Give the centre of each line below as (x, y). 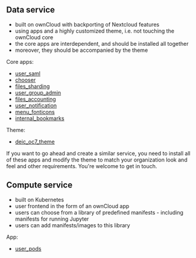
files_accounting (35, 99)
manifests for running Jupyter (52, 219)
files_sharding (32, 86)
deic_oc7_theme (35, 142)
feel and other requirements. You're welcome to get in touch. (82, 166)
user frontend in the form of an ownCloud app (72, 206)
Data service (31, 10)
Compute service (40, 185)
